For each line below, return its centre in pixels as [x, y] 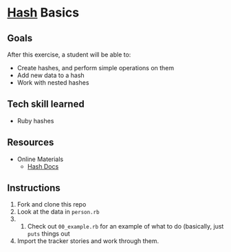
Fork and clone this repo [52, 204]
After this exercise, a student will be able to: [69, 54]
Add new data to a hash [51, 75]
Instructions [34, 188]
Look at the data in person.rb [58, 212]
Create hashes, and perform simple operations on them [96, 68]
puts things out [48, 234]
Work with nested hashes [53, 83]
